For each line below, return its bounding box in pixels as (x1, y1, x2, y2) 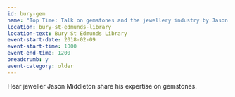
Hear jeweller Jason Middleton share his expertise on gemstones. (7, 82, 197, 90)
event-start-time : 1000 (7, 43, 77, 50)
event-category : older (7, 63, 74, 70)
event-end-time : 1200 (7, 50, 71, 57)
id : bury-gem (7, 10, 46, 18)
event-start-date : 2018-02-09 (7, 37, 96, 44)
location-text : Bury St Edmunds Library (7, 30, 128, 37)
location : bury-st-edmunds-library (7, 23, 112, 30)
